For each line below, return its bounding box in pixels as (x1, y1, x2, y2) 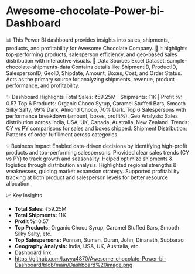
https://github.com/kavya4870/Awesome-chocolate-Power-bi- (14, 255, 166, 262)
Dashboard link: (14, 249, 53, 256)
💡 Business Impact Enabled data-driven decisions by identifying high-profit (6, 142, 187, 149)
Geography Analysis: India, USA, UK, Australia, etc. (14, 242, 141, 249)
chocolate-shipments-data (6, 63, 70, 70)
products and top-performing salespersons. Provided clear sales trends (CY (6, 149, 190, 156)
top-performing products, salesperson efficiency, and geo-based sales (6, 51, 177, 58)
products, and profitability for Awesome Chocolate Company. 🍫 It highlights (6, 44, 188, 52)
